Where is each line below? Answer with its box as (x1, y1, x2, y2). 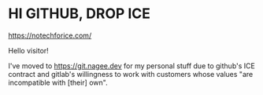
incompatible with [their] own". (8, 78, 108, 87)
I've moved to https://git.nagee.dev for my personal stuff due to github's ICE (8, 60, 256, 71)
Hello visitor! (8, 46, 49, 55)
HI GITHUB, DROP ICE (8, 5, 151, 23)
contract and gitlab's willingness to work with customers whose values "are (8, 69, 254, 79)
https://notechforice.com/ (8, 31, 92, 40)
